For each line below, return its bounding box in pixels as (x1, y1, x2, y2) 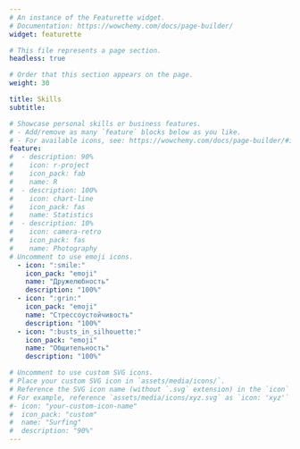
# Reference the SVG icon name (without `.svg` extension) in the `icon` (9, 385, 290, 394)
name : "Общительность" (25, 343, 110, 353)
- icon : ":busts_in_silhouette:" (17, 327, 142, 336)
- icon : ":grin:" (17, 294, 82, 303)
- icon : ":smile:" (17, 260, 87, 269)
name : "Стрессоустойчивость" (25, 310, 134, 319)
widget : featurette (9, 30, 82, 38)
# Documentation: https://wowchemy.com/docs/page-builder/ (9, 21, 234, 30)
